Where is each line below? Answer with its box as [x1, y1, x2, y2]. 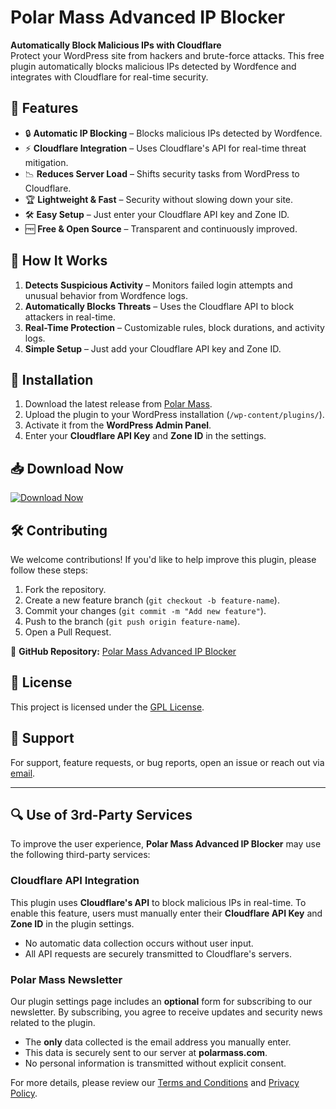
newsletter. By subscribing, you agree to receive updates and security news [10, 1006, 323, 1018]
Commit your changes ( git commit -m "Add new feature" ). [24, 605, 267, 616]
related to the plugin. [10, 1017, 96, 1029]
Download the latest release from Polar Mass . [24, 398, 213, 410]
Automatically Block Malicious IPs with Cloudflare [10, 39, 222, 51]
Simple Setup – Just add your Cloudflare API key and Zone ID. [24, 342, 282, 355]
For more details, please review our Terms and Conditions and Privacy [10, 1077, 300, 1089]
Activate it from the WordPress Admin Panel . [24, 419, 212, 431]
